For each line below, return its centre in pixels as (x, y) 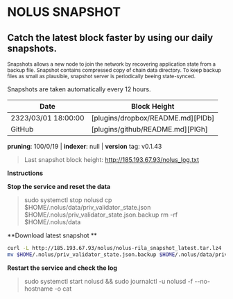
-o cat (63, 289)
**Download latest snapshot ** (52, 235)
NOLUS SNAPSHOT (64, 12)
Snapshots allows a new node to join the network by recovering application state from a (112, 64)
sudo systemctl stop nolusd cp (68, 200)
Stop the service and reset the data (59, 187)
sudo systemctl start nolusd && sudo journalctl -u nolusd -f (108, 281)
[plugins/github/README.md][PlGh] (149, 129)
